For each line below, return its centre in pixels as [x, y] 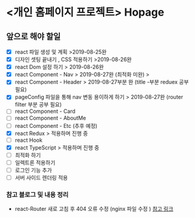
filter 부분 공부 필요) [38, 104]
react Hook [29, 140]
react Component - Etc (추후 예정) [56, 126]
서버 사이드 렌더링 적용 [41, 177]
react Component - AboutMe [51, 118]
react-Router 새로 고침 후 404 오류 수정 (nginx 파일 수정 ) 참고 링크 [94, 209]
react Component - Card [45, 111]
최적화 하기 [28, 155]
